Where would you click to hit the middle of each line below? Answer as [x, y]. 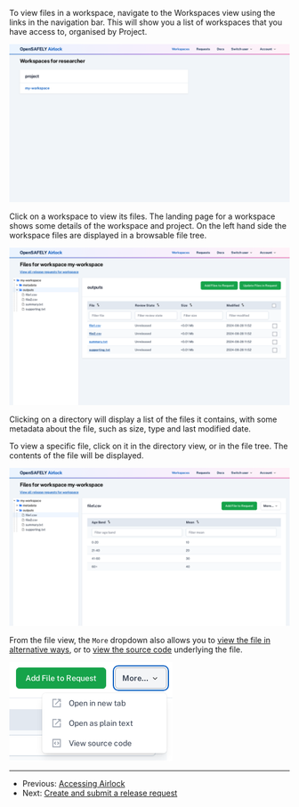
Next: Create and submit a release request [100, 793]
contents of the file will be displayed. [77, 456]
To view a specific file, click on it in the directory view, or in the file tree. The [149, 446]
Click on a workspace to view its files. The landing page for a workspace [142, 216]
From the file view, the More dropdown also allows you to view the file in [140, 640]
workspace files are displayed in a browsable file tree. [108, 235]
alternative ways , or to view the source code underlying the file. [126, 650]
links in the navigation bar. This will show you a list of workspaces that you [146, 22]
